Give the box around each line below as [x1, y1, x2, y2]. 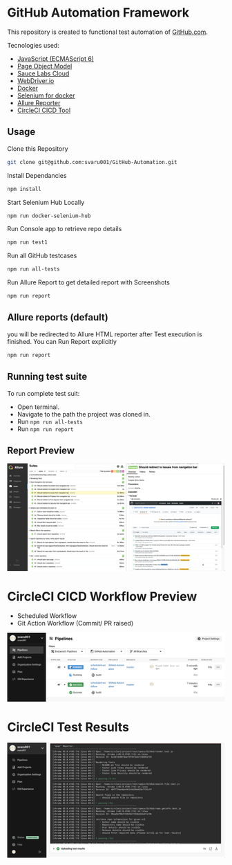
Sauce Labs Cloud [17, 69, 70, 78]
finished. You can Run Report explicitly [7, 337, 117, 345]
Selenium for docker [17, 91, 75, 100]
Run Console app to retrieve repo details [7, 225, 122, 233]
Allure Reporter [17, 98, 61, 107]
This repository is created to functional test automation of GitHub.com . [7, 28, 209, 36]
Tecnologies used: [7, 41, 60, 49]
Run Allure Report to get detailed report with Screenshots [7, 278, 171, 286]
